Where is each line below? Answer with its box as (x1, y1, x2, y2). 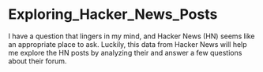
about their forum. (8, 56, 67, 66)
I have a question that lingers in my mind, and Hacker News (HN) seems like (8, 31, 255, 41)
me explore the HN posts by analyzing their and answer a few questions (8, 48, 242, 57)
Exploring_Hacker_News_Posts (8, 5, 218, 23)
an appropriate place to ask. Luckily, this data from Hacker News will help (8, 39, 247, 49)
